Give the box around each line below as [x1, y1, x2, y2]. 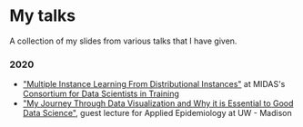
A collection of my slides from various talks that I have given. [9, 35, 237, 46]
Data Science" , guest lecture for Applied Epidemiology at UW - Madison [22, 108, 293, 119]
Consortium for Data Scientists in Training [22, 88, 180, 100]
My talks [9, 5, 76, 26]
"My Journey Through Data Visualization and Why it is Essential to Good [22, 98, 294, 109]
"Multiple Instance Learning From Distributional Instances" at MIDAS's [22, 79, 286, 90]
